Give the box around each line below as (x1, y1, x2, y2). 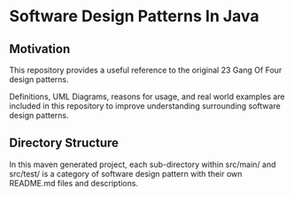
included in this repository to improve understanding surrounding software (9, 101, 281, 111)
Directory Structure (9, 135, 120, 151)
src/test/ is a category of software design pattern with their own (9, 168, 243, 178)
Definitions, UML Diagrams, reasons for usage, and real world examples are (9, 91, 285, 102)
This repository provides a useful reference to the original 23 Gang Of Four (9, 64, 282, 75)
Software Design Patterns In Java (9, 6, 259, 27)
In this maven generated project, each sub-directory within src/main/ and (9, 159, 276, 170)
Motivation (9, 42, 71, 57)
